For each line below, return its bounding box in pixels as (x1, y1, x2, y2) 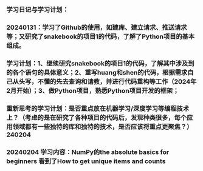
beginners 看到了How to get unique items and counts (6, 156, 166, 165)
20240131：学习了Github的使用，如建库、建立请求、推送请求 (6, 23, 187, 32)
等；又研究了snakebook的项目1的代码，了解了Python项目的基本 (6, 32, 195, 41)
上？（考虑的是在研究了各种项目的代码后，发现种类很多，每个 (6, 113, 187, 122)
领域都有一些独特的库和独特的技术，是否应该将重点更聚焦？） (12, 122, 193, 131)
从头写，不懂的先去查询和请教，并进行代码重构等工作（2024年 (12, 77, 197, 85)
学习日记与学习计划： (6, 5, 69, 13)
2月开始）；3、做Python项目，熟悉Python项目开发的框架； (6, 86, 179, 95)
